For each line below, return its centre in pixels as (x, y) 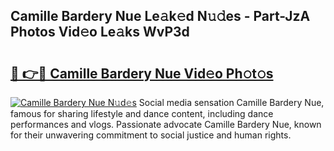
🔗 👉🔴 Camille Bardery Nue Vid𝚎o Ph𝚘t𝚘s (142, 73)
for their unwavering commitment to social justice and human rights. (151, 135)
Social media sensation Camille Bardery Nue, (231, 102)
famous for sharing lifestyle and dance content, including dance (142, 113)
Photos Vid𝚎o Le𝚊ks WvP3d (100, 32)
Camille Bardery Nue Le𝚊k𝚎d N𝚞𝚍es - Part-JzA (160, 16)
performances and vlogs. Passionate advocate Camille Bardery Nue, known (166, 124)
